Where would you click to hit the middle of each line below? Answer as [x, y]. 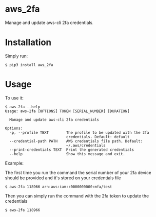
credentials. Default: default [98, 137]
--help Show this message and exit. [67, 154]
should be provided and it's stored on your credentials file [63, 178]
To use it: [14, 98]
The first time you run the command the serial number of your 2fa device [78, 172]
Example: [14, 163]
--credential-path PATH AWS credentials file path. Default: [76, 141]
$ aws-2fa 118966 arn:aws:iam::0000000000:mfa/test [58, 187]
